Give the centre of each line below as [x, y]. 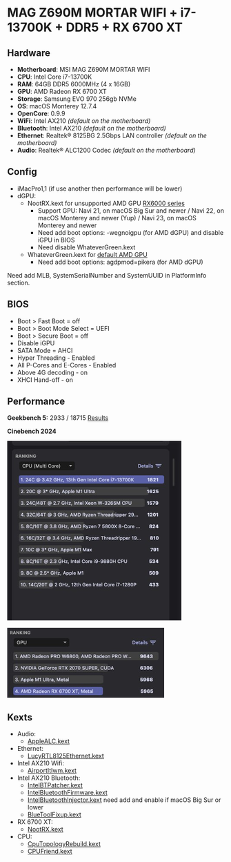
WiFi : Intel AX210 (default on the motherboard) [84, 121]
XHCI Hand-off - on [45, 380]
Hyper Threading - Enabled [56, 358]
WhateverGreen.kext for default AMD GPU [88, 254]
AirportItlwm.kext [52, 771]
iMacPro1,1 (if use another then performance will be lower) [100, 189]
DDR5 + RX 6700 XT [124, 27]
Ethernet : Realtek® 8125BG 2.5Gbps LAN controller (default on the [112, 135]
